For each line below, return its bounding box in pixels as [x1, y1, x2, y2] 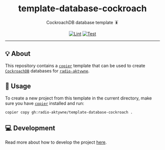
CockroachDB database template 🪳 [46, 19, 119, 25]
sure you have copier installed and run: [5, 100, 84, 106]
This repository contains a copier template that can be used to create [5, 62, 146, 69]
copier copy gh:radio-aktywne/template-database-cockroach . [5, 110, 133, 115]
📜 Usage [5, 82, 31, 91]
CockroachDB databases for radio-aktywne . [5, 68, 90, 74]
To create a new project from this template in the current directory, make [5, 95, 152, 101]
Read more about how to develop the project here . [5, 139, 107, 145]
